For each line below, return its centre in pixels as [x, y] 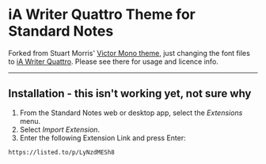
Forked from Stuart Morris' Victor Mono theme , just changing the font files [129, 53]
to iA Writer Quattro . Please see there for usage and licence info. [114, 61]
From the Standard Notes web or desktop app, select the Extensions [131, 113]
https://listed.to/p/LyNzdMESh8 [61, 152]
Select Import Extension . [60, 129]
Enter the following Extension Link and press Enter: [103, 138]
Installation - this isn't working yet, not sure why [130, 93]
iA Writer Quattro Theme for [102, 15]
